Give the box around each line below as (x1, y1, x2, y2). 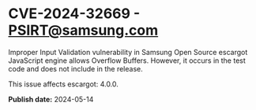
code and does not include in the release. (8, 64, 144, 73)
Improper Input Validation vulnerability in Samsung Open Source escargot (8, 47, 248, 57)
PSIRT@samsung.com (8, 21, 159, 39)
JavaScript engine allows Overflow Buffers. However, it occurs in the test (8, 56, 247, 65)
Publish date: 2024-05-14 (8, 94, 94, 104)
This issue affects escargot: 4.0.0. (8, 79, 119, 89)
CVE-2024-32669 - (8, 5, 141, 23)
